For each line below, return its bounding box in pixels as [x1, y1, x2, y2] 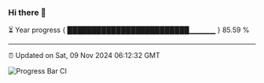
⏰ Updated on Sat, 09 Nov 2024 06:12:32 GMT [8, 51, 161, 60]
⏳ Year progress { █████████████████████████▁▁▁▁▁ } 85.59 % [8, 25, 250, 34]
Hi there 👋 [8, 7, 47, 18]
